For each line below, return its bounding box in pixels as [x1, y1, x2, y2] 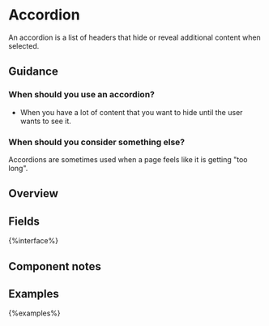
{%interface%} [8, 236, 59, 246]
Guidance [8, 65, 58, 79]
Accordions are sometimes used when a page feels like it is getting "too [8, 154, 249, 164]
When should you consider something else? [8, 136, 185, 148]
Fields [8, 214, 41, 228]
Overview [8, 187, 59, 200]
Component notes [8, 260, 101, 273]
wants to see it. [19, 116, 71, 126]
